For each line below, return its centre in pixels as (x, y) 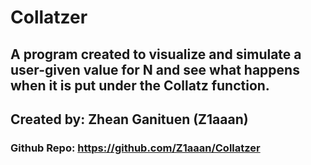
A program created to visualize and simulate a (156, 54)
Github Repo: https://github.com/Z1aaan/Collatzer (135, 148)
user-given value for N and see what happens (155, 69)
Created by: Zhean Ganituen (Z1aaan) (129, 119)
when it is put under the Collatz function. (140, 85)
